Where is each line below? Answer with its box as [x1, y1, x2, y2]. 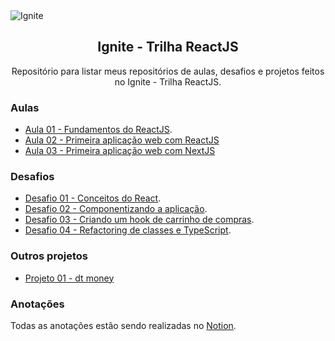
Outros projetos [10, 249, 88, 263]
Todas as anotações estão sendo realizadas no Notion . [10, 320, 237, 331]
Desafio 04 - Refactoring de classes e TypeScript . [24, 224, 232, 236]
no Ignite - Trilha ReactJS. [114, 75, 222, 88]
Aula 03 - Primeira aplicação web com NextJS [24, 145, 216, 157]
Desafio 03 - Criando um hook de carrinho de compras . [24, 214, 255, 226]
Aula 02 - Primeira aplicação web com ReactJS [24, 134, 220, 146]
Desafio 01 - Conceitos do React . [24, 192, 162, 204]
